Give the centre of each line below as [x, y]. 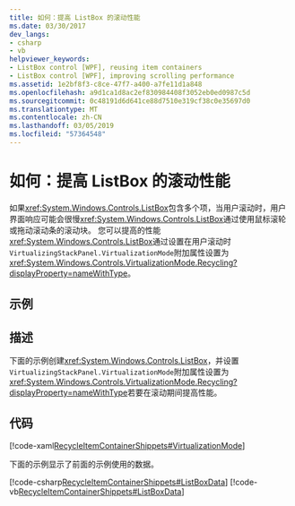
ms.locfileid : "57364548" [57, 134]
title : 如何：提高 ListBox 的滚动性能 [75, 17]
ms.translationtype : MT [54, 109]
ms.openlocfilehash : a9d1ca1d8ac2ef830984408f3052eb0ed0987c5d [130, 92]
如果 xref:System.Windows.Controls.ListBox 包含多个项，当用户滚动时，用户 [148, 208]
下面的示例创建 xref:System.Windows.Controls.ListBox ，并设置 [124, 361]
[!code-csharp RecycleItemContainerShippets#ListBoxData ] [119, 482]
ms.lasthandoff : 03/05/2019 [62, 126]
